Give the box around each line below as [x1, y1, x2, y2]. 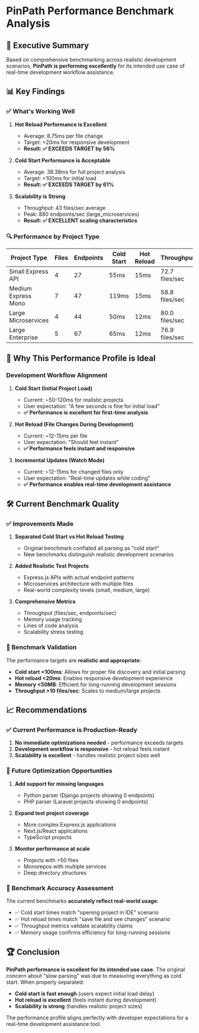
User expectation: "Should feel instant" [23, 438, 119, 445]
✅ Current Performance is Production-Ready [6, 725, 137, 734]
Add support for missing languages [14, 780, 104, 787]
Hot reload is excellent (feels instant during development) [14, 996, 157, 1003]
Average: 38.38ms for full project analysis [23, 168, 126, 176]
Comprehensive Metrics [14, 598, 76, 605]
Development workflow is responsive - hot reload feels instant [14, 745, 170, 753]
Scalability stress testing [23, 629, 84, 636]
